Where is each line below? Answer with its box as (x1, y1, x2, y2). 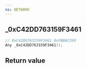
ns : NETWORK (5, 7, 30, 12)
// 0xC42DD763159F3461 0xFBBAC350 (5, 38, 77, 43)
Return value (5, 56, 45, 65)
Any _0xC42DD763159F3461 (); (5, 43, 63, 48)
